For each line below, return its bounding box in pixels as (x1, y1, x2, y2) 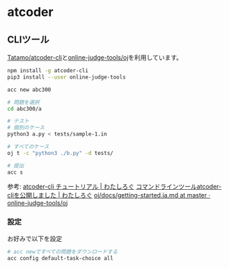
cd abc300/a (7, 105, 42, 112)
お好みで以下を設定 (7, 234, 63, 243)
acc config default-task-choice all (7, 254, 113, 261)
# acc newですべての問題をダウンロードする (7, 248, 118, 255)
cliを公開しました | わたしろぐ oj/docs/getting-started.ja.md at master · (7, 190, 211, 199)
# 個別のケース (7, 124, 45, 131)
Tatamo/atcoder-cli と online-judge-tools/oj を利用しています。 (7, 54, 183, 61)
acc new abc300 (7, 86, 52, 93)
